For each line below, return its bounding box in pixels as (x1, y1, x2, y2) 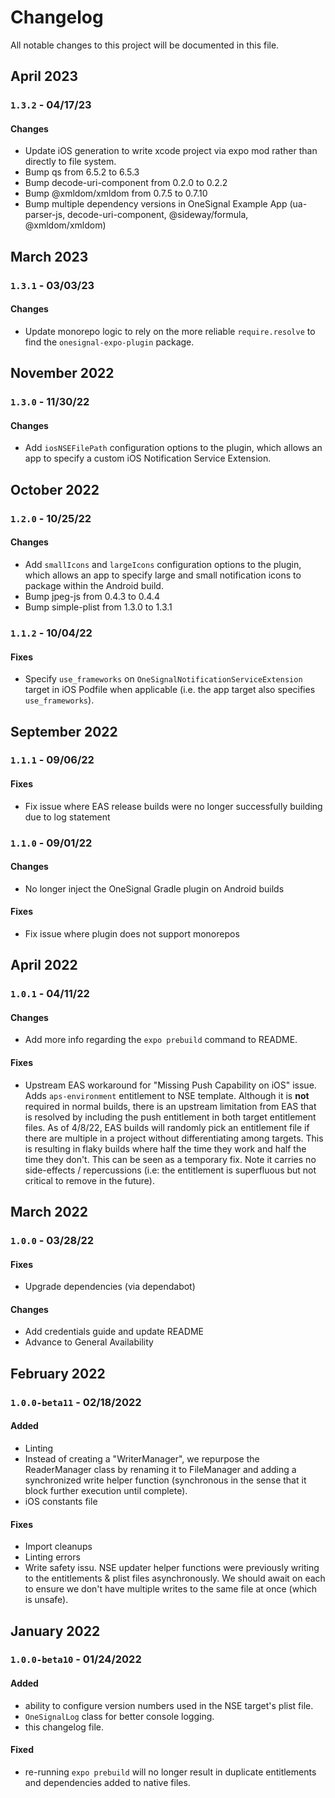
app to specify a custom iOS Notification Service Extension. (24, 452, 272, 465)
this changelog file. (24, 1721, 104, 1733)
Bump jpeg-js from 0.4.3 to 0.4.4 (24, 591, 160, 602)
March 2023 (10, 248, 89, 265)
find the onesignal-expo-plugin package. (24, 336, 195, 348)
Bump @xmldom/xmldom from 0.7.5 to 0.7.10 (24, 187, 208, 200)
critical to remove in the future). (24, 1174, 156, 1186)
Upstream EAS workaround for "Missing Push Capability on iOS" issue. (24, 1079, 317, 1091)
